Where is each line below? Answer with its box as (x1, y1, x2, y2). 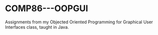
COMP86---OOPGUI (5, 3, 88, 14)
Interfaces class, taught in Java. (5, 24, 69, 30)
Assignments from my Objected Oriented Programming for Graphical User (5, 19, 153, 25)
